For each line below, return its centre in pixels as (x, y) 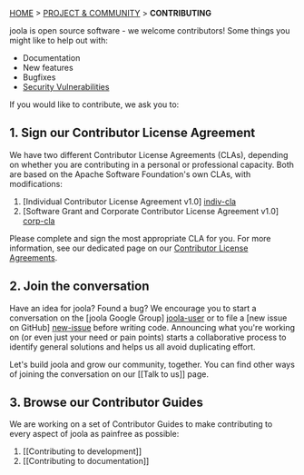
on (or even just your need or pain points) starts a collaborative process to (148, 337)
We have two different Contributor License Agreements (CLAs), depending (149, 154)
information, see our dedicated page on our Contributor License (129, 248)
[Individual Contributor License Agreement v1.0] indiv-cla (129, 201)
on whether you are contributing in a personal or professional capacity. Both (152, 164)
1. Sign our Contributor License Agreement (132, 133)
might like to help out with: (59, 40)
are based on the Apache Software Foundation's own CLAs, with (130, 174)
